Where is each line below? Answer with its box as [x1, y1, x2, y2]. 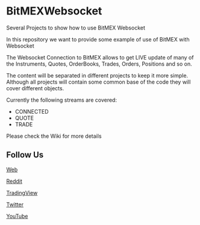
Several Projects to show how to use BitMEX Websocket [6, 24, 146, 31]
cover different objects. [6, 84, 64, 91]
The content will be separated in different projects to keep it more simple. [6, 72, 189, 79]
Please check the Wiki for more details [6, 132, 102, 140]
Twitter [6, 200, 24, 208]
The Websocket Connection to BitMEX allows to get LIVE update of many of [6, 54, 194, 61]
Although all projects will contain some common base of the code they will [6, 78, 191, 85]
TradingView [6, 189, 38, 196]
